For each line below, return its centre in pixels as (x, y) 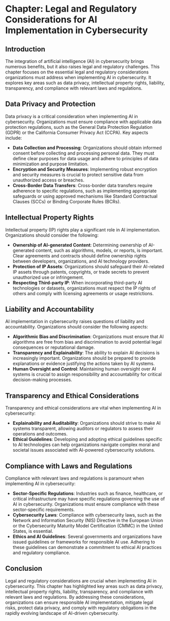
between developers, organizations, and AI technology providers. (81, 261)
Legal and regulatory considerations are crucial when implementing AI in (81, 580)
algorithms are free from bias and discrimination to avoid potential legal (87, 342)
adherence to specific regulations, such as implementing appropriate (84, 191)
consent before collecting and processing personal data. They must (83, 153)
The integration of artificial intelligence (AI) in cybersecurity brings (75, 61)
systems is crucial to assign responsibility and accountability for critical (87, 374)
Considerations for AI (51, 20)
